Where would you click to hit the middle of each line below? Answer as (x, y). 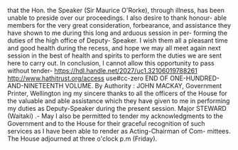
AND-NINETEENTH (36, 86)
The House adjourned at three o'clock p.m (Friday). (82, 139)
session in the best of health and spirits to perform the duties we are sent (115, 55)
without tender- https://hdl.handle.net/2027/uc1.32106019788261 (102, 71)
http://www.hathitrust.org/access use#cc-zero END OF (88, 78)
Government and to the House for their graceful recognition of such (106, 123)
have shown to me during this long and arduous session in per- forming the (118, 33)
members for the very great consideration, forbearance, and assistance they (119, 25)
